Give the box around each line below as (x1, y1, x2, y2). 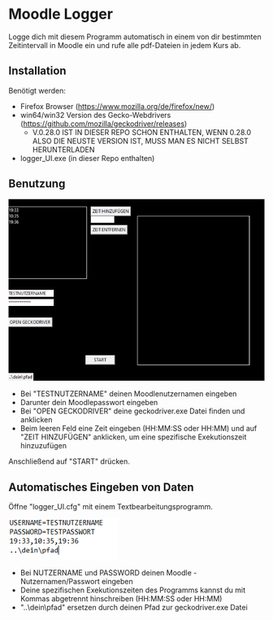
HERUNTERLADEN (32, 144, 95, 155)
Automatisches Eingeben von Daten (8, 480, 194, 494)
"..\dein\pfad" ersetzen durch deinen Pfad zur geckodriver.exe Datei (19, 602, 248, 612)
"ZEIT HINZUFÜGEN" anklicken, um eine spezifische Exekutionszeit (19, 432, 247, 442)
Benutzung (8, 177, 66, 191)
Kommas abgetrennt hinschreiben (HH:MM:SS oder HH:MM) (19, 593, 223, 603)
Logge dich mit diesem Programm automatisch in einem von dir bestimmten (8, 32, 262, 41)
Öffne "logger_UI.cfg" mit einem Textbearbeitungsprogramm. (8, 501, 214, 511)
